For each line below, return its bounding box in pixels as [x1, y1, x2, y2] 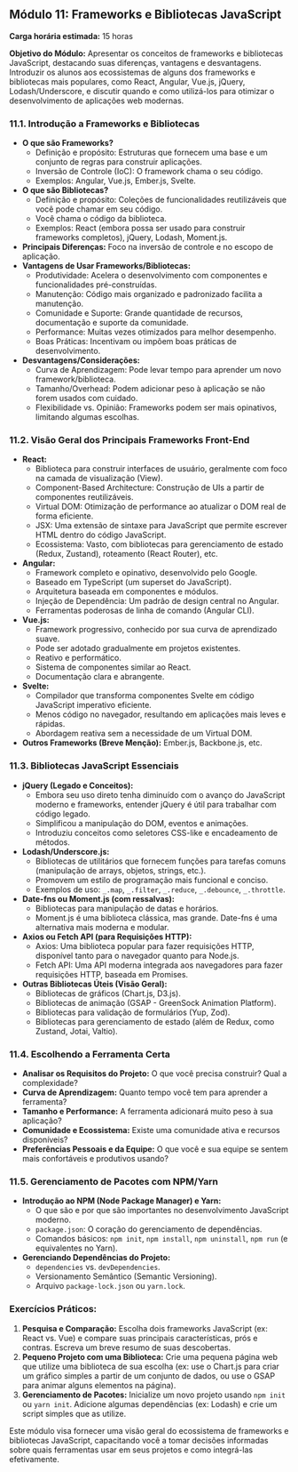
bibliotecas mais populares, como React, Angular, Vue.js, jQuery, [9, 76, 246, 87]
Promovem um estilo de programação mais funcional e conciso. [35, 874, 269, 885]
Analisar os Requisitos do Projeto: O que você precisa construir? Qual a [21, 1068, 287, 1079]
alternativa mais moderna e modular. [35, 921, 169, 932]
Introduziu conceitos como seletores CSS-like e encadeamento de [35, 827, 278, 838]
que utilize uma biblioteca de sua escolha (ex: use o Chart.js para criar [21, 1361, 279, 1371]
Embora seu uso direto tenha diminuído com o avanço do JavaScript [35, 789, 286, 800]
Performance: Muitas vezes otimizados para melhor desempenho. [35, 326, 277, 337]
